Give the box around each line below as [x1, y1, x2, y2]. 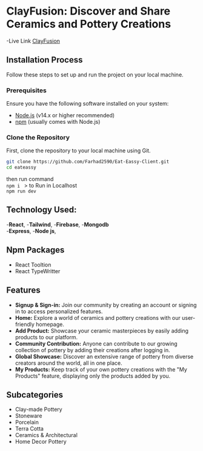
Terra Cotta [15, 425, 44, 432]
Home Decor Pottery [15, 438, 67, 446]
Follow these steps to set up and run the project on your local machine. [6, 71, 184, 78]
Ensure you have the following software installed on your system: [6, 100, 169, 107]
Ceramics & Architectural [15, 432, 78, 439]
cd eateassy [6, 164, 36, 171]
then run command [6, 175, 54, 183]
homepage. [36, 320, 65, 328]
